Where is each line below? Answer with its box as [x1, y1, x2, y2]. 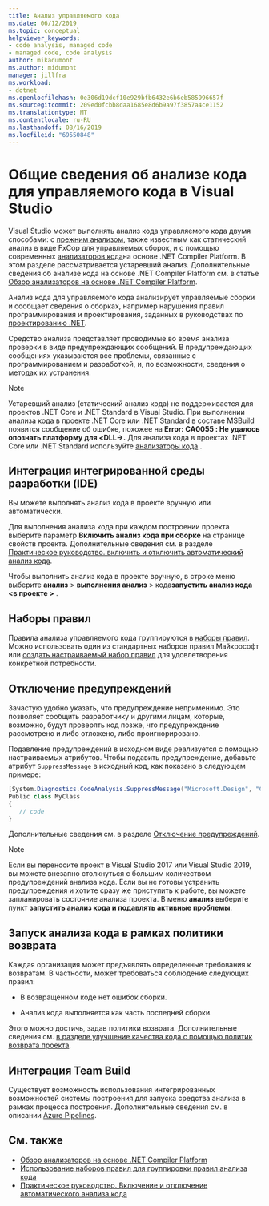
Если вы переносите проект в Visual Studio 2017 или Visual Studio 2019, [8, 860, 252, 870]
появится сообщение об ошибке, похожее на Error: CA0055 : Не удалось [8, 424, 260, 433]
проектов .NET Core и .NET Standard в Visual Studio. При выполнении [8, 407, 246, 416]
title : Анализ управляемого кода [8, 11, 120, 20]
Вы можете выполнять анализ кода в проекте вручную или [8, 498, 211, 508]
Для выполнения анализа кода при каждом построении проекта [8, 522, 230, 532]
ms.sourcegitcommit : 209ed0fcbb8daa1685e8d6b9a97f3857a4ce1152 [8, 101, 224, 109]
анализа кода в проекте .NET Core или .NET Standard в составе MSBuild [8, 416, 255, 425]
